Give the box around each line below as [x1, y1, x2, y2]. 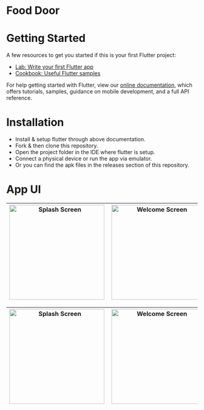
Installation [6, 116, 64, 129]
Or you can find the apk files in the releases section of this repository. [15, 161, 189, 169]
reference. [6, 95, 32, 102]
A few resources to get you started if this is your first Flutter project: [6, 52, 176, 59]
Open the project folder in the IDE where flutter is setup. [15, 149, 155, 156]
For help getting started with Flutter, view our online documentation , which [6, 81, 193, 89]
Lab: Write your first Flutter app [15, 63, 94, 70]
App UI [6, 183, 41, 197]
